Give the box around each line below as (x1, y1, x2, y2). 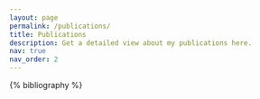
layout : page (9, 13, 59, 22)
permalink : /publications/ (9, 22, 111, 31)
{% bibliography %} (9, 80, 83, 90)
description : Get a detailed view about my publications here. (9, 38, 253, 48)
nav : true (9, 47, 47, 56)
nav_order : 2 (9, 55, 59, 64)
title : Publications (9, 30, 88, 39)
